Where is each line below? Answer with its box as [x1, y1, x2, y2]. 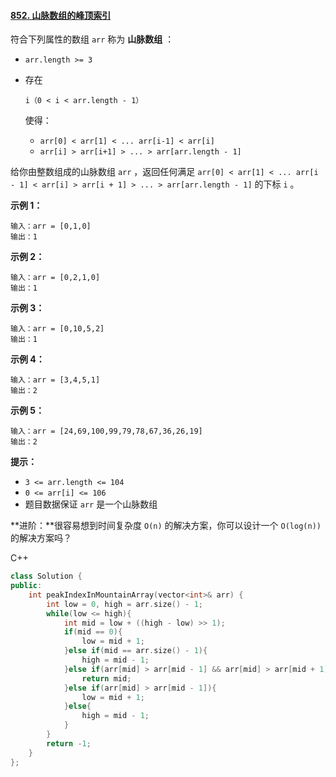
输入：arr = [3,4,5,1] [10, 375, 101, 385]
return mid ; [81, 673, 132, 684]
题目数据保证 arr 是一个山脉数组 [24, 498, 158, 510]
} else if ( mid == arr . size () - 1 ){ [63, 646, 208, 656]
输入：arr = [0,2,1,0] [10, 273, 101, 283]
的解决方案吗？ [10, 532, 72, 544]
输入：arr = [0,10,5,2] [10, 324, 105, 334]
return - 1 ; [46, 738, 92, 749]
